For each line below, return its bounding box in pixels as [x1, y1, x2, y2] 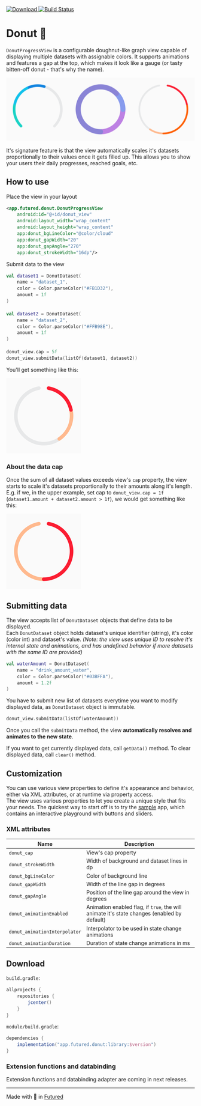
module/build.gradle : [6, 1023, 59, 1030]
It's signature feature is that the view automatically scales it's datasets [6, 147, 179, 154]
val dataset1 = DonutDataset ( [6, 273, 82, 279]
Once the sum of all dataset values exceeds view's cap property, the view [6, 476, 187, 484]
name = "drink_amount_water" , [17, 667, 93, 673]
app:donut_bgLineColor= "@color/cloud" [17, 231, 114, 237]
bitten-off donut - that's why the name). [6, 65, 105, 73]
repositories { [17, 993, 55, 999]
